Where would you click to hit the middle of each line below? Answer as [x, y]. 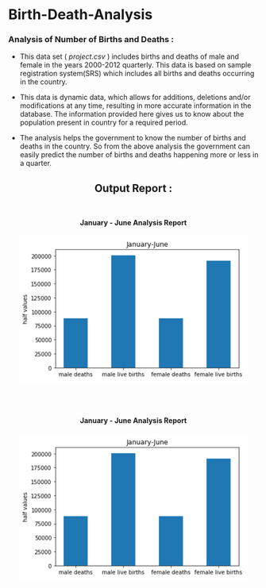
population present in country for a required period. [104, 123]
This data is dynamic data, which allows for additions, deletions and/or [135, 98]
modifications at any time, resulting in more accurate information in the [135, 106]
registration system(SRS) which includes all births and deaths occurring [137, 74]
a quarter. [35, 163]
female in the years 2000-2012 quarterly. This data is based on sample [135, 65]
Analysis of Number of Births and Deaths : [91, 40]
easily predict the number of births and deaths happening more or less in [139, 155]
